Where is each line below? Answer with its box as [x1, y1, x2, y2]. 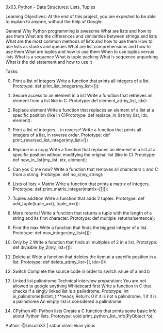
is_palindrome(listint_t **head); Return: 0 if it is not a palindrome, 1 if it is [12, 294, 157, 299]
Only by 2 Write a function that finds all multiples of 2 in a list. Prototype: [12, 239, 158, 245]
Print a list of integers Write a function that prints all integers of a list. [12, 78, 150, 84]
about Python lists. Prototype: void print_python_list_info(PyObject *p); [12, 313, 154, 319]
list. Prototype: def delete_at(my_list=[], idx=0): [12, 259, 107, 264]
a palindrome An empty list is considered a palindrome [12, 298, 122, 304]
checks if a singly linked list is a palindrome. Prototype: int [12, 288, 129, 294]
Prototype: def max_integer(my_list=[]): [12, 230, 91, 235]
